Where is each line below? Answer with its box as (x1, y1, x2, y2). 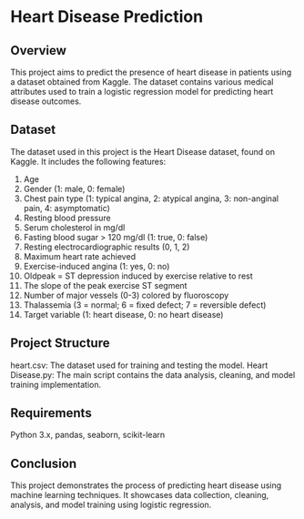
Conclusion (10, 455, 77, 471)
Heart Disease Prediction (10, 6, 204, 27)
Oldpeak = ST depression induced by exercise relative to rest (23, 270, 253, 281)
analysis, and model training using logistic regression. (10, 499, 212, 511)
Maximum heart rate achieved (23, 250, 136, 261)
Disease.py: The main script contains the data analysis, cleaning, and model (10, 369, 296, 380)
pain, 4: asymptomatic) (23, 202, 110, 213)
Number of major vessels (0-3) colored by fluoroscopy (23, 290, 229, 300)
